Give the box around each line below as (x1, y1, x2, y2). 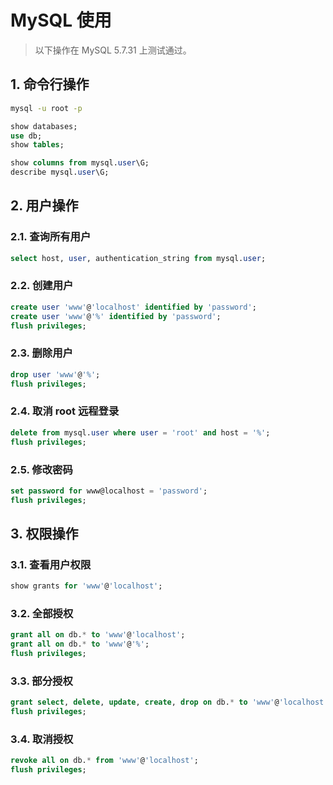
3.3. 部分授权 (10, 674, 73, 688)
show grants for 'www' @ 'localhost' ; (10, 581, 163, 591)
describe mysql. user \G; (10, 167, 110, 178)
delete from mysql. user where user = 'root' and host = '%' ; (10, 427, 271, 438)
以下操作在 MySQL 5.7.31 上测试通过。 (34, 44, 192, 56)
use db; (10, 131, 43, 141)
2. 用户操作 (10, 197, 79, 215)
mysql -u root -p (10, 103, 83, 113)
